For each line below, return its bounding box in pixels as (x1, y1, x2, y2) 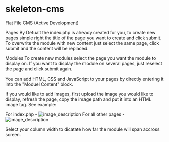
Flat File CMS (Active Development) (5, 20, 79, 26)
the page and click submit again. (5, 66, 73, 72)
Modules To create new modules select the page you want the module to (5, 55, 156, 61)
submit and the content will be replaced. (5, 45, 89, 51)
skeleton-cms (5, 3, 64, 15)
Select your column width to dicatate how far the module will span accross (5, 126, 160, 132)
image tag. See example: (5, 101, 57, 107)
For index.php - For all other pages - (5, 111, 125, 117)
